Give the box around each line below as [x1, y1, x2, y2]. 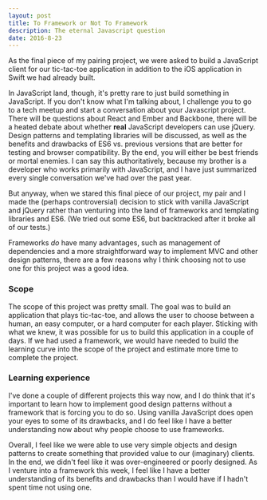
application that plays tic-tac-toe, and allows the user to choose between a [8, 310, 255, 319]
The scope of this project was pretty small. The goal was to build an [8, 301, 231, 312]
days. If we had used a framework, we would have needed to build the [8, 335, 239, 345]
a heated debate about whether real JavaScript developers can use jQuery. [8, 122, 256, 132]
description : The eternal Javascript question [8, 26, 166, 34]
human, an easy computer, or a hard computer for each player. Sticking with [8, 319, 258, 328]
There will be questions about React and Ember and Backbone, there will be [8, 113, 257, 124]
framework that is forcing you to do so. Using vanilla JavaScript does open [8, 407, 253, 417]
